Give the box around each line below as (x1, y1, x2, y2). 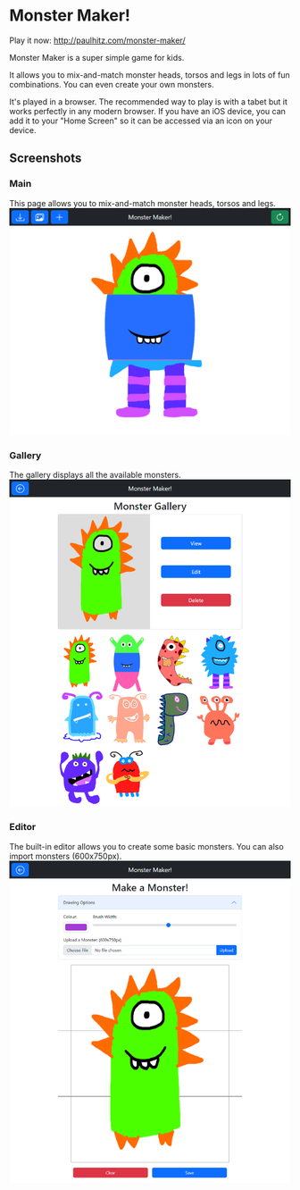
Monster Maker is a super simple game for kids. (9, 52, 185, 63)
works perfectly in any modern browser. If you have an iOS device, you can (9, 105, 286, 116)
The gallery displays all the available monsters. (9, 469, 181, 480)
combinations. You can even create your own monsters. (9, 79, 214, 89)
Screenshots (9, 151, 82, 166)
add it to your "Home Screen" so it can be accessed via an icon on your (9, 115, 273, 126)
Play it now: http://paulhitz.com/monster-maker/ (9, 35, 186, 46)
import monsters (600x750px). (9, 851, 122, 861)
